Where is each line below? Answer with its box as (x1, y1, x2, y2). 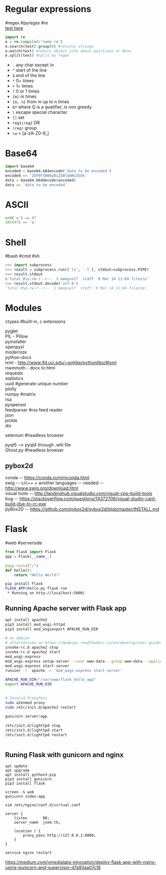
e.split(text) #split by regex (5, 53, 70, 58)
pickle (5, 417, 18, 423)
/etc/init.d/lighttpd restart (5, 732, 68, 737)
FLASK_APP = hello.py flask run (5, 586, 68, 591)
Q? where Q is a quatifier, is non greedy (12, 104, 92, 110)
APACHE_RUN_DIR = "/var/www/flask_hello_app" (5, 677, 96, 682)
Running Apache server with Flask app (5, 604, 127, 613)
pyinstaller (5, 339, 26, 345)
